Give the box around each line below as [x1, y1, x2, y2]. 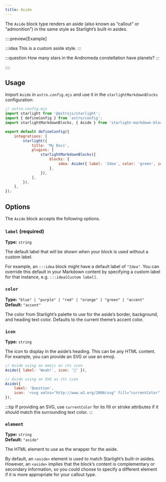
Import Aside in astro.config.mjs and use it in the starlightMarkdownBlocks [5, 92, 158, 98]
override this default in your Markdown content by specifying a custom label [5, 269, 161, 275]
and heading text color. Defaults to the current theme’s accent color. [5, 317, 144, 322]
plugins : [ [31, 148, 54, 153]
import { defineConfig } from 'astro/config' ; [5, 116, 103, 121]
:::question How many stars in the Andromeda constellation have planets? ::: [5, 55, 160, 61]
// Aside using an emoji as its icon [5, 363, 83, 368]
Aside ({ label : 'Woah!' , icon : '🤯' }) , [5, 367, 87, 373]
